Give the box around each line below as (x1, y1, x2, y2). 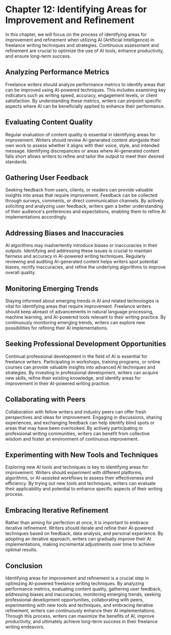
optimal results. (5, 547, 38, 553)
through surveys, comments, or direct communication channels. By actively (5, 198, 164, 204)
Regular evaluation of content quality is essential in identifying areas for (5, 131, 156, 137)
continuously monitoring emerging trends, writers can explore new (5, 320, 145, 325)
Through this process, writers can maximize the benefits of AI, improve (5, 613, 155, 619)
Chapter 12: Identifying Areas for (5, 4, 147, 15)
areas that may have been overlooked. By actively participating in (5, 425, 143, 431)
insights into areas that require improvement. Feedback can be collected (5, 192, 158, 199)
